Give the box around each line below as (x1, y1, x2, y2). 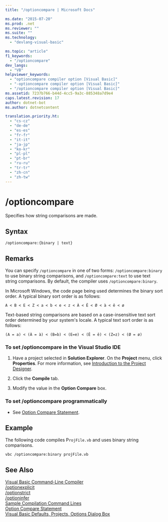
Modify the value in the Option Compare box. (12, 385, 107, 391)
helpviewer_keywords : (5, 72, 51, 77)
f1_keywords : (5, 53, 33, 58)
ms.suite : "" (5, 31, 33, 36)
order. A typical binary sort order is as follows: (5, 293, 101, 299)
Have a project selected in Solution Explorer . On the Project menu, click (12, 355, 162, 361)
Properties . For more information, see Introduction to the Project (12, 360, 146, 366)
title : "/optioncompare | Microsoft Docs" (5, 7, 95, 13)
